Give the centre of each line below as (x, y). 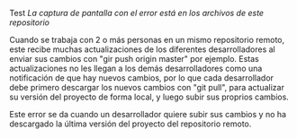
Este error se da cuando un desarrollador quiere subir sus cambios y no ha (148, 114)
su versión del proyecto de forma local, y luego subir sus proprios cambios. (149, 97)
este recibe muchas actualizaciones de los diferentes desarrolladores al (143, 49)
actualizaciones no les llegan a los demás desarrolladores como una (136, 68)
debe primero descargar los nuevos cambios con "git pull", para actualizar (147, 87)
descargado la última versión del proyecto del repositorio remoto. (130, 124)
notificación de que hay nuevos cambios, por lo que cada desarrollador (142, 78)
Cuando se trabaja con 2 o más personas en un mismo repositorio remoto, (147, 40)
